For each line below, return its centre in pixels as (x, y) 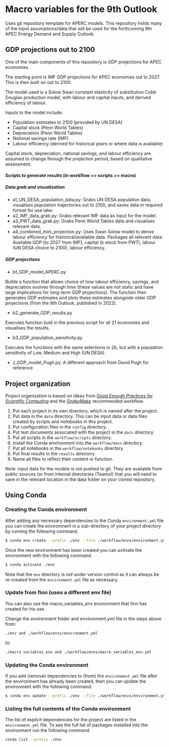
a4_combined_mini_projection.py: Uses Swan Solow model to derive (83, 232)
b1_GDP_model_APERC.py (39, 272)
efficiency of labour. (26, 103)
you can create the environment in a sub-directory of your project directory (83, 526)
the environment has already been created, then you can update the (76, 681)
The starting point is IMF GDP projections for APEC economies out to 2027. (83, 77)
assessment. (18, 164)
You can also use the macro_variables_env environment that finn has (76, 603)
